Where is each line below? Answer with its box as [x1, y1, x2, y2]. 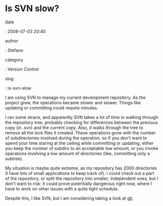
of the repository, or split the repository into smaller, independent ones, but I [5, 175, 159, 181]
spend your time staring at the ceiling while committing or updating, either [5, 140, 154, 146]
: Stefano [5, 47, 23, 53]
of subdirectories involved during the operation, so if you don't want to [5, 135, 147, 141]
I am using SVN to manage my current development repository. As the [5, 94, 146, 100]
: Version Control [5, 66, 39, 72]
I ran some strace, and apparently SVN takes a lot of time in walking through [5, 114, 159, 120]
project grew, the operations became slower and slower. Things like [5, 99, 141, 105]
